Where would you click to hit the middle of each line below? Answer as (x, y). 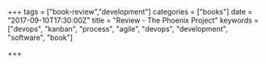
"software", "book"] (40, 37)
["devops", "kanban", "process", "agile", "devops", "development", (118, 29)
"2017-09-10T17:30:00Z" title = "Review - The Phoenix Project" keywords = (133, 20)
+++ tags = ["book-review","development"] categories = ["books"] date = (130, 12)
